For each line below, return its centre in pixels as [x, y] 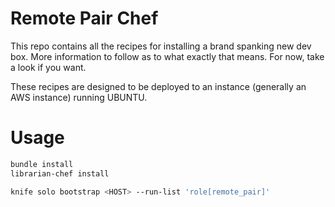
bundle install [42, 164]
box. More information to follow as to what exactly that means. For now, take [167, 56]
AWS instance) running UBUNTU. [79, 97]
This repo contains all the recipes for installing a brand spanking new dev [161, 46]
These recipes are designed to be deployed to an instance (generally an [158, 86]
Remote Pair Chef [84, 18]
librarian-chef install [60, 173]
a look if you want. [48, 67]
